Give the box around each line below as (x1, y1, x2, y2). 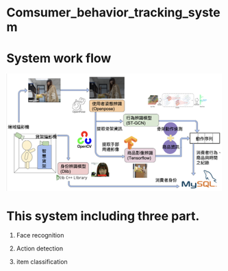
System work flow (6, 51, 112, 66)
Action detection (16, 244, 64, 253)
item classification (16, 258, 68, 266)
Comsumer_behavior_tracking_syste (6, 5, 220, 21)
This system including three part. (6, 209, 200, 224)
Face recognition (16, 231, 64, 240)
